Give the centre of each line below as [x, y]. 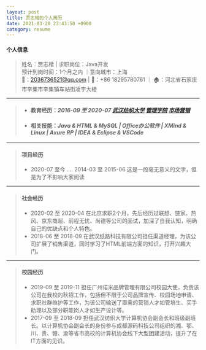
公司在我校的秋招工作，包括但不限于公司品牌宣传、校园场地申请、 [114, 295]
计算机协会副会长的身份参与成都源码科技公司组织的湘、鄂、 [122, 325]
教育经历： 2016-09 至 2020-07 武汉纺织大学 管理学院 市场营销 [110, 111]
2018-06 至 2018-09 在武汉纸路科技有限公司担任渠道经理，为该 [111, 236]
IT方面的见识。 [49, 341]
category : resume [29, 29]
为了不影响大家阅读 [60, 177]
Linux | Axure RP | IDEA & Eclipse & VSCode [87, 132]
